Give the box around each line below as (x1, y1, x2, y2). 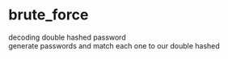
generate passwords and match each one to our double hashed (8, 40, 220, 50)
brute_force (8, 6, 89, 24)
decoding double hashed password (8, 32, 127, 42)
